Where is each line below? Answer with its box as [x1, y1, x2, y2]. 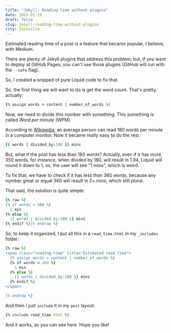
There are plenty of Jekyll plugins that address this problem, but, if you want [5, 56, 166, 62]
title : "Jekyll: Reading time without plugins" [5, 7, 109, 13]
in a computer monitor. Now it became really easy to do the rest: [5, 132, 140, 138]
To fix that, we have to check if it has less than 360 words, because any [5, 172, 156, 178]
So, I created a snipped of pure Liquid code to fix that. [5, 77, 119, 83]
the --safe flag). [5, 67, 40, 73]
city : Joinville [5, 27, 40, 32]
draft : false [5, 17, 33, 22]
